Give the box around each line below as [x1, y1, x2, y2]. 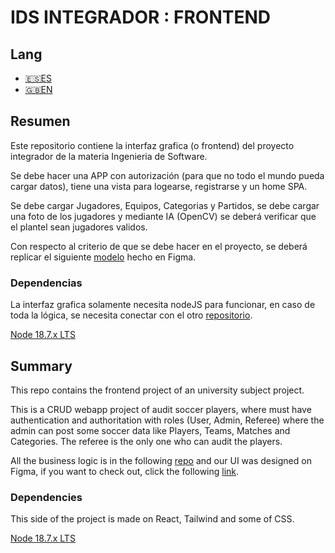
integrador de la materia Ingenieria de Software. [10, 150, 208, 162]
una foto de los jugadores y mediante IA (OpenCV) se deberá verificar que [10, 210, 317, 222]
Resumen [10, 113, 71, 130]
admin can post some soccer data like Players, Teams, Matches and [10, 424, 291, 436]
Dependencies [10, 490, 83, 504]
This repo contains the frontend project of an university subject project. [10, 384, 305, 396]
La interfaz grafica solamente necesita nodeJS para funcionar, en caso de [10, 299, 316, 311]
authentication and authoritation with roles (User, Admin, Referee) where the [10, 414, 325, 426]
